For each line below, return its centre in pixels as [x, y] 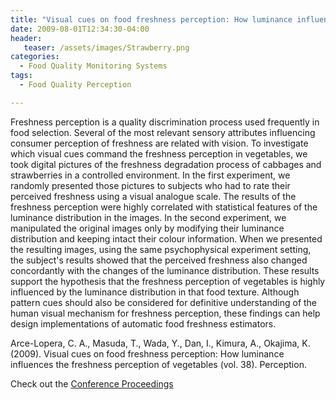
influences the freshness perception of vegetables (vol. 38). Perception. [158, 364]
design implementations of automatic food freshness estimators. [143, 323]
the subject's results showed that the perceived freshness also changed [159, 260]
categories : [35, 57]
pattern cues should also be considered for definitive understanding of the [164, 302]
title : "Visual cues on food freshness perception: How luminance [151, 19]
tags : [21, 76]
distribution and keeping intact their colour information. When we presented [166, 238]
